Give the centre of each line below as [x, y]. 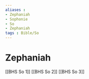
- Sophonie [16, 19]
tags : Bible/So [22, 33]
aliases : [15, 10]
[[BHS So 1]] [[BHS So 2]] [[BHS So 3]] [45, 71]
